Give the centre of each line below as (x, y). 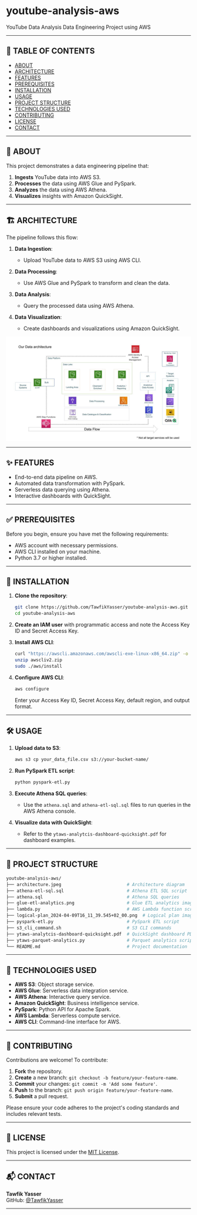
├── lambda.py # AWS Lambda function (94, 909)
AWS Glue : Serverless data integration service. (72, 991)
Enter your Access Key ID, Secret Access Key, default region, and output (102, 700)
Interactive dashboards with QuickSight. (63, 496)
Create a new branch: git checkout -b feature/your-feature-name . (96, 1078)
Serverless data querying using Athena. (62, 489)
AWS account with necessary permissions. (66, 545)
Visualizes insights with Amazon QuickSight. (69, 196)
